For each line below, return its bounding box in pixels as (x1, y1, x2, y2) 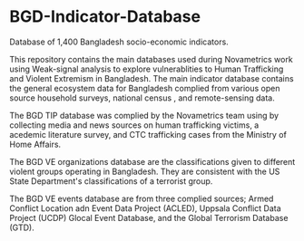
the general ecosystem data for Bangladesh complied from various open (9, 82, 280, 93)
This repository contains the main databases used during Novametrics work (9, 53, 293, 64)
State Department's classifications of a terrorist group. (9, 175, 213, 187)
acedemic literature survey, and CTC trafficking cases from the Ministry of (9, 129, 288, 140)
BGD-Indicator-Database (9, 6, 201, 27)
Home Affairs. (9, 139, 62, 149)
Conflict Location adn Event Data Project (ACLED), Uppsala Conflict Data (9, 202, 281, 214)
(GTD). (9, 222, 34, 233)
